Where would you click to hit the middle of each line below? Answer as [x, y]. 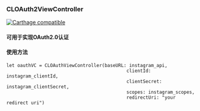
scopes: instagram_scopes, [161, 92]
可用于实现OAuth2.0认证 [37, 37]
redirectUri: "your [151, 98]
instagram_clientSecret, [38, 87]
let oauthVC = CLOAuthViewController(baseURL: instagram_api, [87, 66]
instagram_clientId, [33, 76]
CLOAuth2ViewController [45, 9]
